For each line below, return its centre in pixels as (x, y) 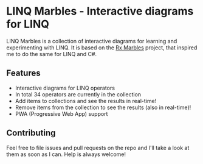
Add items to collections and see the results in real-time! (86, 101)
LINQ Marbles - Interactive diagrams (100, 11)
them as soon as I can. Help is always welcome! (66, 154)
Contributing (31, 133)
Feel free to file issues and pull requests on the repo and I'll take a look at (98, 148)
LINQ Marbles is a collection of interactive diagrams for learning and (92, 41)
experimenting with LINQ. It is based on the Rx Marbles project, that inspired (102, 48)
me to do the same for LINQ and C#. (52, 54)
